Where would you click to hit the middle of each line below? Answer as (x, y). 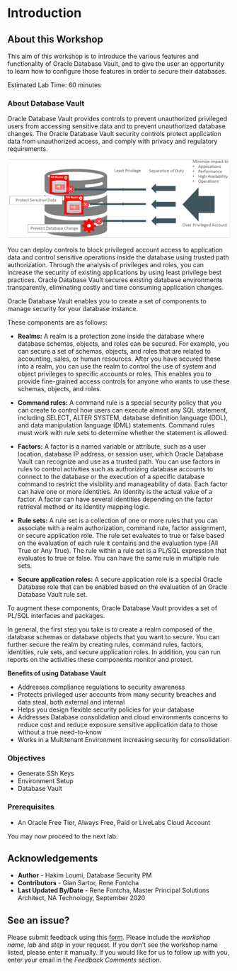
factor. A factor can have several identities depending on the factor (115, 499)
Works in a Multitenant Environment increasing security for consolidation (123, 739)
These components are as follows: (58, 322)
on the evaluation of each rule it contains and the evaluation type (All (118, 543)
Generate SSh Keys (46, 773)
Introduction (45, 13)
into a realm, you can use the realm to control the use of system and (117, 366)
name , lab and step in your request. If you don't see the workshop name (112, 945)
